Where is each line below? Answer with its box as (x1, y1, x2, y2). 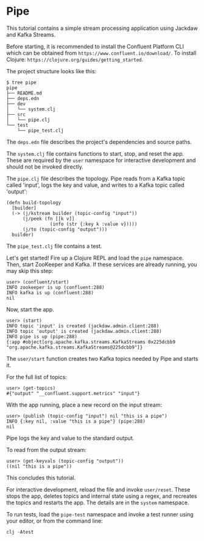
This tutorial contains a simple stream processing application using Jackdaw (6, 24, 198, 32)
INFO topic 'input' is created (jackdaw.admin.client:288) (6, 322, 160, 329)
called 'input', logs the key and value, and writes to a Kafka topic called (6, 181, 185, 189)
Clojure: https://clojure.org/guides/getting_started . (6, 56, 144, 63)
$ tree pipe (6, 79, 37, 85)
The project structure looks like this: (6, 67, 97, 74)
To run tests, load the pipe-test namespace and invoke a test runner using (6, 510, 194, 518)
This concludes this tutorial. (6, 474, 76, 481)
